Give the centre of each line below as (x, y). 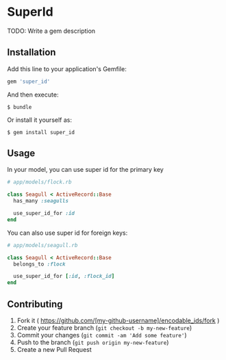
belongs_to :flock (40, 264)
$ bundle (20, 107)
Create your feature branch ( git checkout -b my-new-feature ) (104, 328)
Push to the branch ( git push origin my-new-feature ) (93, 342)
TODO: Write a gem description (51, 31)
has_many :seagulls (41, 201)
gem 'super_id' (29, 81)
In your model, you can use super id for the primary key (86, 170)
